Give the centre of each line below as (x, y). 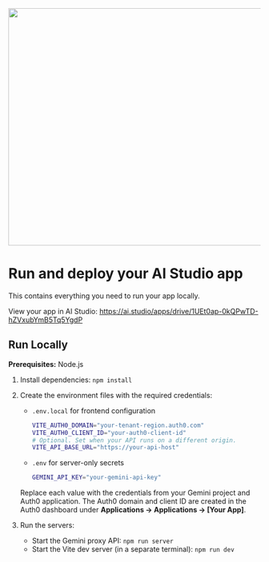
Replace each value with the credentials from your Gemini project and (135, 493)
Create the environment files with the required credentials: (116, 395)
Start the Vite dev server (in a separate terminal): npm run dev (133, 549)
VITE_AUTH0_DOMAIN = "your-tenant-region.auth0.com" (118, 425)
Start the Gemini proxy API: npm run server (102, 541)
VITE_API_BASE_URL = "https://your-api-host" (106, 448)
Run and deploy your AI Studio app (126, 274)
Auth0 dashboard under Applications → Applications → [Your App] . (133, 510)
